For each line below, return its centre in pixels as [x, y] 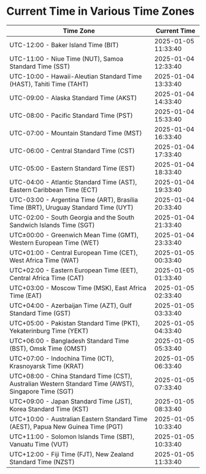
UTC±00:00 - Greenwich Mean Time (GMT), [74, 235]
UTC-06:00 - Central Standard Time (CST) [72, 150]
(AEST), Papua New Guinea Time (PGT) [67, 426]
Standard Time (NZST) [42, 462]
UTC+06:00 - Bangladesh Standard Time [69, 340]
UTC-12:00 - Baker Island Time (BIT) [64, 45]
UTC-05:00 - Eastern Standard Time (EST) [72, 168]
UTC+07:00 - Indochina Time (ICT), [62, 358]
